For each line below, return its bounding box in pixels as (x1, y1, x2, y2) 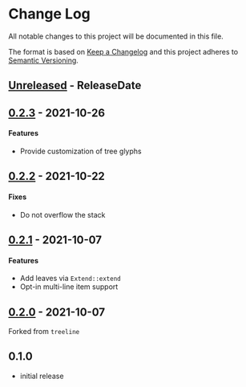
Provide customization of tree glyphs (19, 146, 142, 156)
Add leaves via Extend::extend (19, 274, 122, 283)
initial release (19, 371, 64, 381)
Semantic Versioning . (8, 55, 79, 65)
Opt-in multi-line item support (19, 282, 119, 291)
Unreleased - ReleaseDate (8, 79, 142, 92)
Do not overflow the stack (19, 210, 106, 219)
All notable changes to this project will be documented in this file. (8, 31, 224, 41)
